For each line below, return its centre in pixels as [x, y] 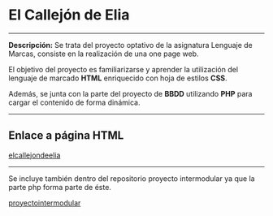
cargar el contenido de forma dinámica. [74, 102]
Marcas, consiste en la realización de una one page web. [104, 54]
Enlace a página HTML [66, 136]
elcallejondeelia [35, 155]
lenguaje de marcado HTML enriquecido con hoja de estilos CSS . [118, 78]
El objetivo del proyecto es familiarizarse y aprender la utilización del [123, 69]
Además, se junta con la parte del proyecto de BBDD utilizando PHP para [130, 93]
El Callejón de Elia [69, 15]
